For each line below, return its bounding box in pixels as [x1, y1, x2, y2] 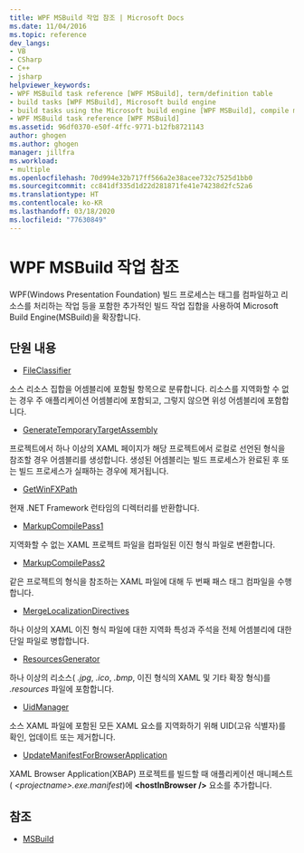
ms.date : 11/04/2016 [9, 22, 88, 31]
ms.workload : [9, 156, 59, 166]
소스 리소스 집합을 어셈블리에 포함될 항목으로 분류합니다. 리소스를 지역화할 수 [9, 384, 280, 395]
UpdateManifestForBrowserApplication [22, 750, 167, 761]
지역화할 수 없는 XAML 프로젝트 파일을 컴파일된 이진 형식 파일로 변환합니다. [9, 540, 276, 551]
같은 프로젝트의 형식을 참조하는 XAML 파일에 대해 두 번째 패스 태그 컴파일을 [9, 576, 276, 587]
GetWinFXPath [22, 484, 78, 494]
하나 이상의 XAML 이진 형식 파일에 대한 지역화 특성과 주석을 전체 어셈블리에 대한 [9, 624, 292, 635]
